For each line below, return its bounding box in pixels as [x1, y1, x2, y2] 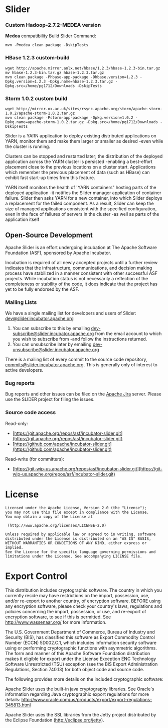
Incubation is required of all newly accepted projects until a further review [5, 259, 158, 265]
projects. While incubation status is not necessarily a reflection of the [5, 275, 148, 281]
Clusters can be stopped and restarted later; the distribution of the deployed [5, 153, 163, 159]
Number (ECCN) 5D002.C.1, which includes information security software [5, 639, 157, 645]
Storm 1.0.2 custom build [5, 95, 68, 102]
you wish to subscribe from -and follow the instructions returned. [12, 336, 147, 342]
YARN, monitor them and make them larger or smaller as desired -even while [5, 138, 163, 144]
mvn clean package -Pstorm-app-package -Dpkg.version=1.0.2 [5, 115, 134, 120]
